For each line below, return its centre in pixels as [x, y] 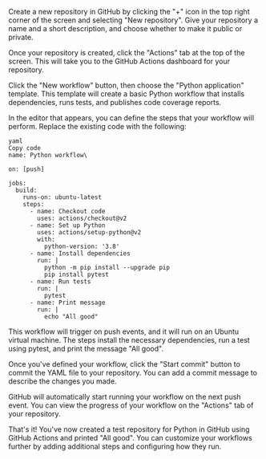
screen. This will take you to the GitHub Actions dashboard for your [119, 61]
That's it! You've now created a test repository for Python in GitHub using [129, 429]
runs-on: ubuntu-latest [62, 197]
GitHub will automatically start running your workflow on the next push [125, 397]
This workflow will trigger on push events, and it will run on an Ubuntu [124, 331]
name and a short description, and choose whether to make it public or [125, 28]
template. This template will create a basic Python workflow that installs [127, 94]
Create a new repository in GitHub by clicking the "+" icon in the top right [129, 12]
